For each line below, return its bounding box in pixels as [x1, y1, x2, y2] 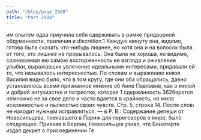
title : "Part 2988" [6, 14, 55, 20]
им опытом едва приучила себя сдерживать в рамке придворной [6, 31, 175, 38]
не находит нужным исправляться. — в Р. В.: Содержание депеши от [6, 108, 184, 115]
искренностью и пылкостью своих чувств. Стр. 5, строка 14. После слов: [6, 101, 195, 108]
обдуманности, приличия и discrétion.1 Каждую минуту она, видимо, [6, 37, 183, 44]
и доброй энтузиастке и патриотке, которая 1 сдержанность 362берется [6, 88, 193, 96]
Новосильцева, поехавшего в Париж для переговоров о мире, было [6, 114, 182, 121]
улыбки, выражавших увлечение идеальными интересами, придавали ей [6, 62, 195, 70]
